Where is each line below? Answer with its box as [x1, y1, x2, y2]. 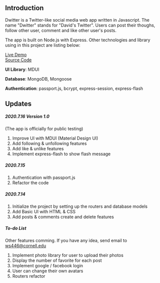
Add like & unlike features [12, 146, 64, 152]
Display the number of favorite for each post [12, 257, 102, 263]
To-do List [5, 225, 27, 231]
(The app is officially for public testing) [5, 126, 83, 132]
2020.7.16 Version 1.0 [5, 113, 50, 119]
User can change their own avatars [12, 268, 83, 274]
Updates [5, 100, 32, 108]
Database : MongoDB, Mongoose [5, 76, 72, 82]
